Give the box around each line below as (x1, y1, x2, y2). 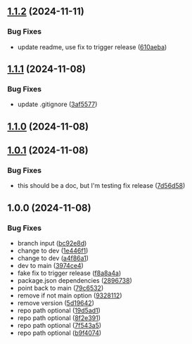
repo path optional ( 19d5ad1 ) (17, 306, 101, 315)
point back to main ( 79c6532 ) (17, 284, 104, 293)
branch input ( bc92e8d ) (17, 239, 87, 248)
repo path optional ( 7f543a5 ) (17, 321, 102, 330)
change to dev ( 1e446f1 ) (17, 246, 89, 255)
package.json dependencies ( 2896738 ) (17, 276, 132, 285)
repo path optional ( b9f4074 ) (17, 329, 102, 337)
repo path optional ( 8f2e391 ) (17, 314, 101, 322)
